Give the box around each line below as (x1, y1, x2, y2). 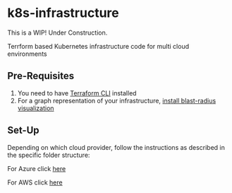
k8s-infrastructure (7, 5, 120, 21)
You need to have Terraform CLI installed (17, 88, 137, 97)
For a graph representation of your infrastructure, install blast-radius (17, 96, 216, 105)
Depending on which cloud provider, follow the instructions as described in (7, 143, 226, 151)
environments (7, 49, 47, 58)
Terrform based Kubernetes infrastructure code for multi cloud (7, 42, 189, 50)
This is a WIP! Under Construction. (7, 28, 108, 37)
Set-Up (7, 124, 40, 136)
